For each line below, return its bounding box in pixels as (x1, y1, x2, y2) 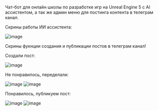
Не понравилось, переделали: (5, 72, 69, 78)
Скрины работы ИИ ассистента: (5, 24, 72, 30)
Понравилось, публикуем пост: (5, 91, 71, 96)
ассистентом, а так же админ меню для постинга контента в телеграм (5, 9, 154, 15)
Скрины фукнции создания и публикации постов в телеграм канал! (5, 43, 146, 49)
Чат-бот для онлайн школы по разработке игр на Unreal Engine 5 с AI (5, 4, 151, 10)
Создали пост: (5, 53, 35, 58)
